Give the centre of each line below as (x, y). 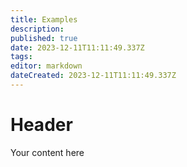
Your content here (47, 152)
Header (41, 125)
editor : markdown (46, 66)
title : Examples (44, 19)
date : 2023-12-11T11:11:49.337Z (77, 47)
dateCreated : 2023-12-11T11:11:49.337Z (93, 76)
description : (37, 29)
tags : (21, 57)
